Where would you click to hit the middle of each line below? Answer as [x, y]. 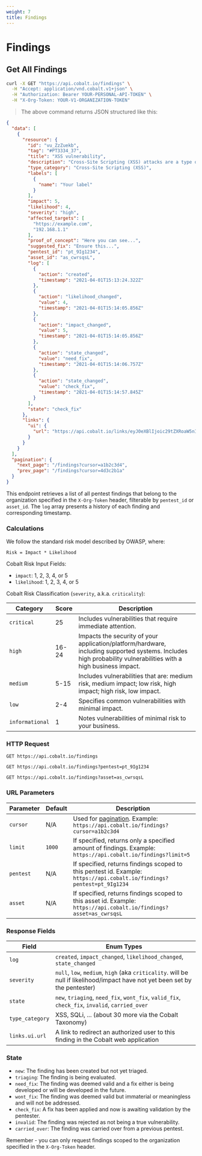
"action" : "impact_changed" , [75, 325]
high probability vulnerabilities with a [130, 659]
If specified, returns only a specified [124, 840]
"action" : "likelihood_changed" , [80, 297]
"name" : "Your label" [66, 185]
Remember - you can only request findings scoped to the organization [93, 1140]
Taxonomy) [71, 1023]
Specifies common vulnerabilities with [132, 701]
